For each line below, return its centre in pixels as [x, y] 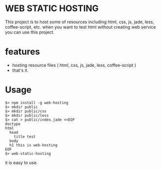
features [23, 52]
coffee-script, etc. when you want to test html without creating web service [80, 27]
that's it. [20, 70]
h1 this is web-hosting [33, 145]
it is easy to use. [21, 162]
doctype [13, 124]
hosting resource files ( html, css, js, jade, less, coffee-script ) [74, 65]
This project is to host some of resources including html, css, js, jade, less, [80, 22]
